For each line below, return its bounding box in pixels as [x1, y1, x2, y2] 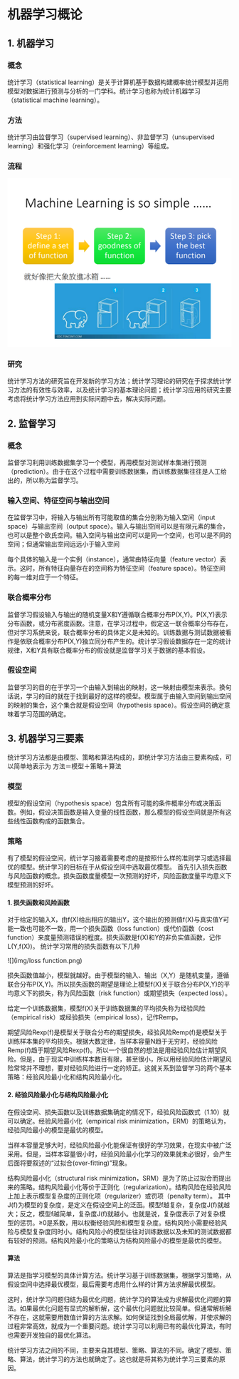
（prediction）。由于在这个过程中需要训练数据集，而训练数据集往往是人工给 [7, 467, 228, 475]
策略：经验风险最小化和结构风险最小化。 [7, 1073, 126, 1082]
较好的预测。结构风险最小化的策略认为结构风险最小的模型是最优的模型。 [13, 1236, 225, 1245]
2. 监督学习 [7, 417, 56, 429]
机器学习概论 [7, 6, 83, 23]
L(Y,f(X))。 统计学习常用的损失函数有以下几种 [7, 942, 141, 951]
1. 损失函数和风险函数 [7, 898, 70, 907]
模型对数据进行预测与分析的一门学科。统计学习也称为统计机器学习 [7, 86, 201, 95]
